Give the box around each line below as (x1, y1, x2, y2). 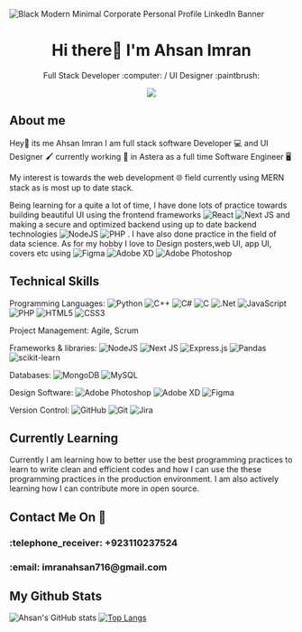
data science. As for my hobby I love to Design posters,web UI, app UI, (9, 237, 272, 248)
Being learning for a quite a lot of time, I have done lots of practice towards (9, 200, 288, 210)
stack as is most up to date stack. (9, 181, 134, 193)
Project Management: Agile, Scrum (9, 325, 140, 336)
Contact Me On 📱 (9, 509, 106, 525)
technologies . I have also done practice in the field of (9, 228, 277, 239)
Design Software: (9, 386, 74, 397)
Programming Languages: (9, 298, 105, 309)
